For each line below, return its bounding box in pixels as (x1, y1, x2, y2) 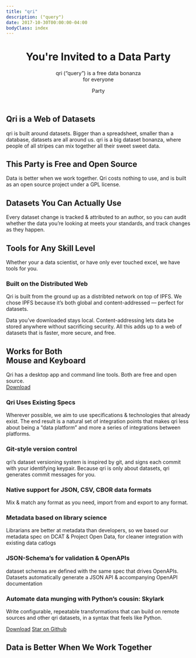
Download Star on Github (6, 625, 67, 632)
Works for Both (6, 346, 63, 356)
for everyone (82, 76, 114, 83)
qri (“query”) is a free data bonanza (55, 70, 142, 77)
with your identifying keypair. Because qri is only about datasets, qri (6, 465, 170, 472)
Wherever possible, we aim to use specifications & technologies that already (6, 412, 190, 419)
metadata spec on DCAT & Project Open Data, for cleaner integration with (6, 533, 183, 540)
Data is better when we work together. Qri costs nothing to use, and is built (6, 174, 187, 182)
